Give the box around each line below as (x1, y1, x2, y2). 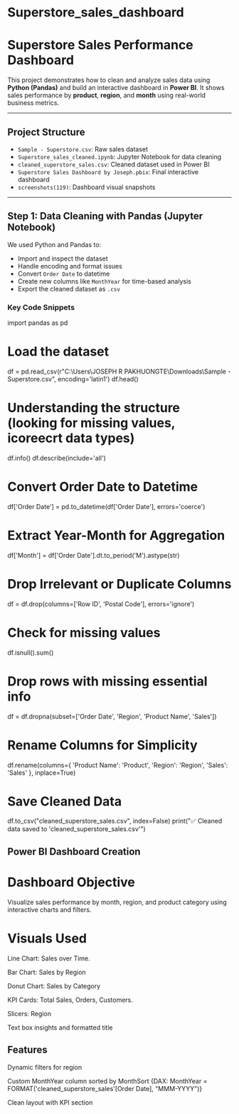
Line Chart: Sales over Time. (7, 954, 90, 963)
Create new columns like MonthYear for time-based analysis (17, 276, 192, 286)
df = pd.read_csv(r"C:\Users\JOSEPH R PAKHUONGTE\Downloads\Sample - (7, 367, 231, 376)
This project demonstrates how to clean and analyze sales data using (7, 76, 211, 84)
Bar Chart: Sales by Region (7, 968, 87, 976)
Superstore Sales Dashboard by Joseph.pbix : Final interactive (17, 167, 199, 176)
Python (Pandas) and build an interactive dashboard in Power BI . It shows (7, 84, 225, 92)
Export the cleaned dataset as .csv (17, 284, 121, 293)
